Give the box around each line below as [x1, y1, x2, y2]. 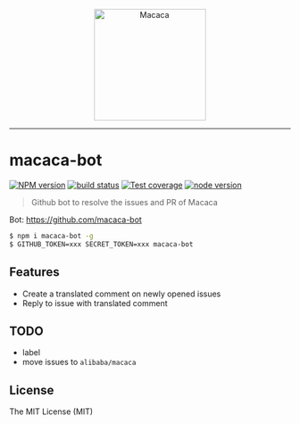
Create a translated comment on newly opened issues [21, 288, 221, 299]
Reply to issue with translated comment [21, 297, 168, 308]
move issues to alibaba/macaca [21, 357, 137, 368]
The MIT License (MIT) [9, 406, 94, 417]
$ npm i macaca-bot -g [9, 231, 94, 240]
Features [9, 264, 60, 280]
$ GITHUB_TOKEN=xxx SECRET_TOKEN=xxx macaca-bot [9, 239, 194, 249]
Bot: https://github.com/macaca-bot [9, 214, 143, 225]
